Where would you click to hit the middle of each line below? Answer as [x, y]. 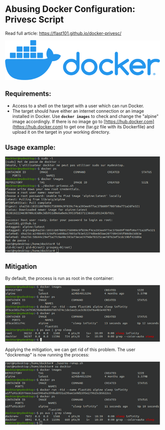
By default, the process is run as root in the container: [59, 278]
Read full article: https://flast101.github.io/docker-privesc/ [63, 33]
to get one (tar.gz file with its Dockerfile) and [109, 126]
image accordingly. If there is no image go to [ [59, 121]
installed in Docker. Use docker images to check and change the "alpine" [85, 116]
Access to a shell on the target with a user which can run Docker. [78, 106]
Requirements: [28, 94]
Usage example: [30, 147]
